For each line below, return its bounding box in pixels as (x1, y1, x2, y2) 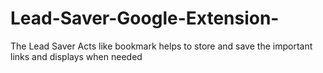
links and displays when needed (10, 50, 143, 62)
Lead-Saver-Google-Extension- (10, 7, 280, 30)
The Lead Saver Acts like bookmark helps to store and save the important (10, 40, 313, 52)
